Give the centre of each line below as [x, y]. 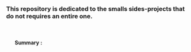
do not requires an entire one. [49, 16]
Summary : [28, 43]
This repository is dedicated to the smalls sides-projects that [96, 9]
